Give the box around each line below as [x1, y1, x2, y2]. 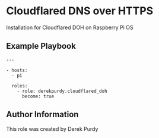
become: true [21, 93, 55, 99]
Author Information [6, 109, 79, 120]
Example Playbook [6, 41, 76, 51]
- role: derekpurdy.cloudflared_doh [17, 88, 108, 94]
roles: [11, 83, 28, 89]
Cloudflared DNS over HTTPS [6, 4, 154, 18]
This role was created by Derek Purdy [6, 125, 98, 132]
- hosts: [6, 67, 28, 73]
